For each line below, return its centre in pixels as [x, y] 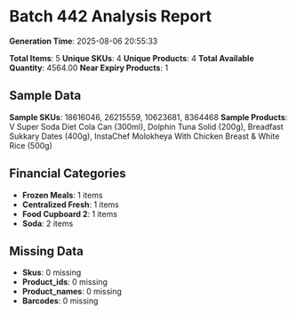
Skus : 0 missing [52, 272]
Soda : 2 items [48, 223]
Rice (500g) [31, 145]
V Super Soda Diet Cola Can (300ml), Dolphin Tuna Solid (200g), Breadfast [147, 126]
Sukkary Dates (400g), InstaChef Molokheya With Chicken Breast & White [144, 136]
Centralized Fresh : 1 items [71, 204]
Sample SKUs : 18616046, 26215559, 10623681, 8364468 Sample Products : [148, 117]
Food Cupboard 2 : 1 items [70, 214]
